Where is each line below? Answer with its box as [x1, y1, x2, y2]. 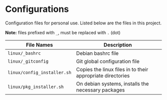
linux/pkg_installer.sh [7, 84, 64, 90]
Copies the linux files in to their [76, 66, 148, 73]
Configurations [5, 3, 69, 15]
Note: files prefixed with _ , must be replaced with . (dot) [5, 29, 121, 35]
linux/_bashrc [7, 50, 41, 56]
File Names [26, 41, 53, 48]
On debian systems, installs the [76, 80, 149, 87]
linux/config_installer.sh [7, 70, 72, 75]
